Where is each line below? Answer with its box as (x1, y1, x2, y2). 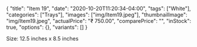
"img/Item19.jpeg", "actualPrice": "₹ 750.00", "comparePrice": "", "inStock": (6, 18, 192, 24)
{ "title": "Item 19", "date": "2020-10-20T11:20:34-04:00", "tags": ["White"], (6, 5, 191, 12)
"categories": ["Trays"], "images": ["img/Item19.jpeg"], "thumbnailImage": (6, 11, 188, 18)
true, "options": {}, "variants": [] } (6, 23, 88, 31)
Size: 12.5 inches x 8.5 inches (6, 35, 79, 42)
